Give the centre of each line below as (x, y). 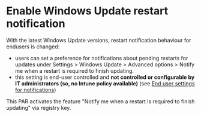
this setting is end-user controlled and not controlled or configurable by (105, 77)
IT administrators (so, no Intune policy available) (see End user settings (105, 83)
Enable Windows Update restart (87, 11)
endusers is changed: (33, 47)
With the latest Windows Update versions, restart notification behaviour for (99, 40)
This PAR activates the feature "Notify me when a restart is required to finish (100, 101)
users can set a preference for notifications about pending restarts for (101, 58)
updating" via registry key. (39, 107)
